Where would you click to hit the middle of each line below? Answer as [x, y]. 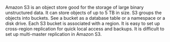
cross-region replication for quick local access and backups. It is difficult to [85, 29]
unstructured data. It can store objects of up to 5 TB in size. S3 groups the [84, 13]
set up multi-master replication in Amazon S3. [54, 34]
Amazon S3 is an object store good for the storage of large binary [75, 7]
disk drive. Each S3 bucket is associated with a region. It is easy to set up [83, 23]
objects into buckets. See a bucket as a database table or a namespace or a [85, 18]
